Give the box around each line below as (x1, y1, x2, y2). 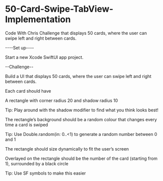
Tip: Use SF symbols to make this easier (5, 170, 86, 176)
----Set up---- (5, 45, 34, 51)
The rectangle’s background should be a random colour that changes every (5, 116, 157, 122)
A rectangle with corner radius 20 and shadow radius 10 (5, 97, 118, 103)
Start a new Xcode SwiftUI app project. (5, 54, 84, 60)
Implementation (5, 14, 71, 25)
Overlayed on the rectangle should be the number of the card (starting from (5, 155, 158, 161)
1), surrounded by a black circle (5, 160, 69, 166)
